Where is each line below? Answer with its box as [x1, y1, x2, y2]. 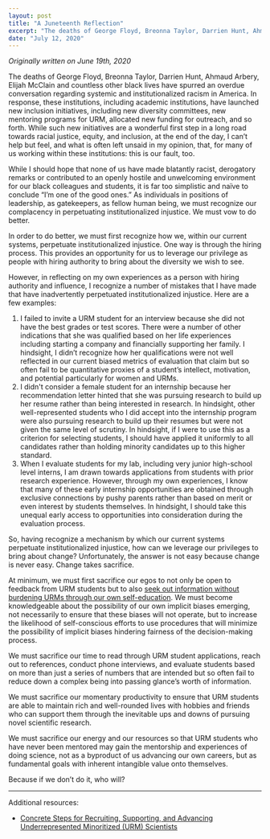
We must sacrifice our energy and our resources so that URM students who [8, 734, 259, 743]
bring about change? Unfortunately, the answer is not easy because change [8, 552, 260, 561]
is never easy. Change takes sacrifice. [8, 560, 135, 570]
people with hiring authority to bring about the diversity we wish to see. [8, 257, 245, 266]
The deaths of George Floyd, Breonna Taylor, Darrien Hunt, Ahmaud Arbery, [8, 72, 260, 81]
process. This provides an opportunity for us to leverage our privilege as [8, 249, 248, 258]
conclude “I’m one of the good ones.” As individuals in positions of [8, 190, 229, 199]
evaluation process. [19, 519, 86, 528]
